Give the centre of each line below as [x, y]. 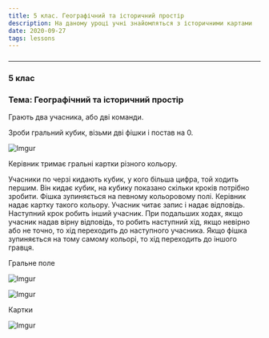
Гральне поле [32, 263]
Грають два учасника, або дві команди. [76, 117]
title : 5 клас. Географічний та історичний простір [96, 16]
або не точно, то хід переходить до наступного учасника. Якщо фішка [128, 230]
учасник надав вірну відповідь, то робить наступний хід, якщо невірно [129, 222]
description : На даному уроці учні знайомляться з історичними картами [130, 23]
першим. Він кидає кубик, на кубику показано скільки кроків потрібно [129, 188]
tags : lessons [32, 38]
